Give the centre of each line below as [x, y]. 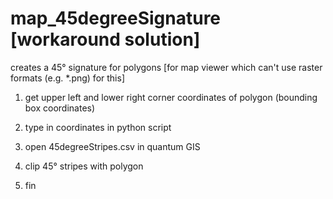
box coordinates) [60, 108]
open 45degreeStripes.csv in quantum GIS [112, 146]
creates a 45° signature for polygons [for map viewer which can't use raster [166, 67]
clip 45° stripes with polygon [84, 166]
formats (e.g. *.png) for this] [67, 78]
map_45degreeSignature [116, 18]
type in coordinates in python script [98, 127]
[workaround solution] [105, 39]
